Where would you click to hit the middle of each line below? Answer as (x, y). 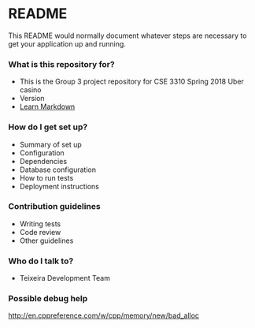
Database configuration (58, 170)
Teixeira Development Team (65, 278)
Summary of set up (51, 144)
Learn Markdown (47, 106)
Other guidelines (46, 240)
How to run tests (46, 177)
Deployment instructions (59, 186)
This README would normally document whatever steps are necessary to (128, 35)
